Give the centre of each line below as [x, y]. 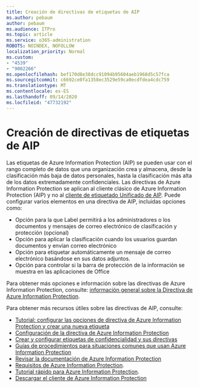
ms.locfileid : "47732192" [39, 102]
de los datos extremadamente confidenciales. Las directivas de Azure [93, 182]
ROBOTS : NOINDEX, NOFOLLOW [40, 46]
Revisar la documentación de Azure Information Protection [88, 358]
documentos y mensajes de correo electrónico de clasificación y [96, 226]
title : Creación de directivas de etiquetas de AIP [73, 12]
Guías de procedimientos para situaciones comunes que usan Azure [100, 345]
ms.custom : [20, 57]
